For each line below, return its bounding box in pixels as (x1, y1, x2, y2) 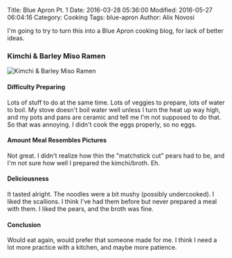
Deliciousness (7, 174, 49, 183)
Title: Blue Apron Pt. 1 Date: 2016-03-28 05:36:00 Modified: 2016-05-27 (7, 6, 213, 14)
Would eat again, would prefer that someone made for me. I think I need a (7, 236, 217, 244)
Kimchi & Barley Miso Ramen (7, 51, 106, 61)
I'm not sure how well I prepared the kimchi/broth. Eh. (7, 158, 161, 167)
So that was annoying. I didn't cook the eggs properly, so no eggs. (7, 120, 197, 129)
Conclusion (7, 221, 42, 229)
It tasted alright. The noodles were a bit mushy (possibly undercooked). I (7, 190, 215, 198)
